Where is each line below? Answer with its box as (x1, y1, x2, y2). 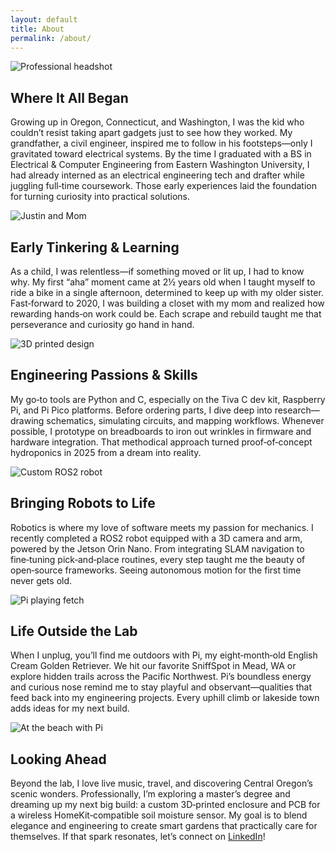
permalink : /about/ (10, 33, 92, 43)
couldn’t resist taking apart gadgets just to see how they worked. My (10, 127, 293, 139)
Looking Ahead (10, 751, 107, 768)
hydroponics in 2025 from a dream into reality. (10, 446, 202, 458)
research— (274, 404, 320, 416)
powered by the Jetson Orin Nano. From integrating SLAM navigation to (10, 542, 305, 555)
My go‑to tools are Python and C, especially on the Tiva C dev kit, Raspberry (10, 393, 326, 405)
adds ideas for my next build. (10, 702, 130, 715)
